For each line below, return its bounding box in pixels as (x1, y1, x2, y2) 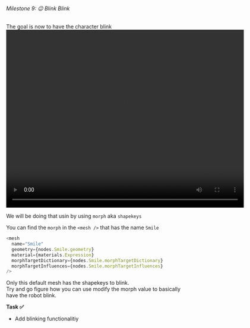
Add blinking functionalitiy (14, 315, 79, 323)
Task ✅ (6, 303, 24, 311)
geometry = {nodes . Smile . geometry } (11, 246, 94, 252)
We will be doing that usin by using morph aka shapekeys (6, 212, 142, 219)
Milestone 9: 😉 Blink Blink (6, 5, 70, 12)
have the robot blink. (6, 292, 56, 299)
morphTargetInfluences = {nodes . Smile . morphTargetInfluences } (11, 263, 163, 269)
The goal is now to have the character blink (6, 23, 112, 30)
